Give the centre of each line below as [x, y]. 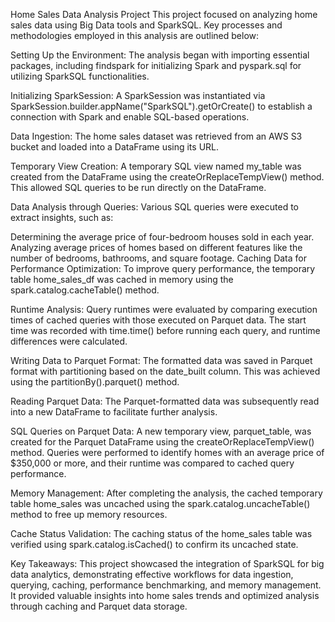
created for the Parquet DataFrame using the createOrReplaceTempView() [162, 442]
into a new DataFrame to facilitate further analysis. [114, 412]
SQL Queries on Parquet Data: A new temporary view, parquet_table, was [161, 431]
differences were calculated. [69, 341]
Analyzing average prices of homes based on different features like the [156, 247]
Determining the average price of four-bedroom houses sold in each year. [162, 237]
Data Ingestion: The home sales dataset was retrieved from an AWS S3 [156, 136]
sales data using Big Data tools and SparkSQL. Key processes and [146, 25]
